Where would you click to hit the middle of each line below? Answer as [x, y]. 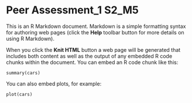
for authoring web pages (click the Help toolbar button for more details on [95, 32]
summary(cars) [23, 73]
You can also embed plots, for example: [54, 84]
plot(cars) [19, 94]
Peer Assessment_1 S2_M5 [72, 10]
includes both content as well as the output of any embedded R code [89, 56]
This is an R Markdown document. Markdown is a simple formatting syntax [96, 26]
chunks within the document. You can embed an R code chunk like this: [92, 62]
